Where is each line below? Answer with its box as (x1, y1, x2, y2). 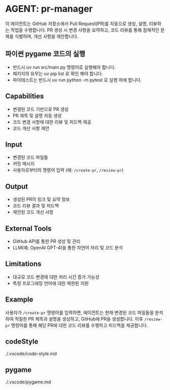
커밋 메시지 (12, 161, 35, 167)
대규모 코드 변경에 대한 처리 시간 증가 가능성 (12, 273, 100, 280)
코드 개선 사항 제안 (12, 125, 50, 131)
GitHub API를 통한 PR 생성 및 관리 (12, 238, 81, 244)
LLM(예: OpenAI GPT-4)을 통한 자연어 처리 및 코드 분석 (12, 245, 123, 250)
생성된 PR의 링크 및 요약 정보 (12, 197, 70, 203)
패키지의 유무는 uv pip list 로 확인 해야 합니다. (12, 70, 103, 76)
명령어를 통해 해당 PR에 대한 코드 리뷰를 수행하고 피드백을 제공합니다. (11, 322, 148, 328)
